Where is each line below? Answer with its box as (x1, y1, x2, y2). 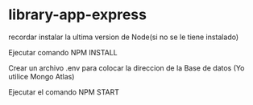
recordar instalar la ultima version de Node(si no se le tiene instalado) (8, 32, 239, 42)
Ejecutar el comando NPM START (8, 87, 119, 97)
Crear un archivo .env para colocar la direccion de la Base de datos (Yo (8, 63, 245, 73)
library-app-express (8, 6, 147, 24)
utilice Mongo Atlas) (8, 71, 75, 81)
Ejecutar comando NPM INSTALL (8, 47, 118, 57)
